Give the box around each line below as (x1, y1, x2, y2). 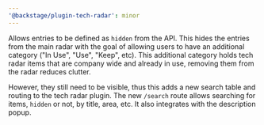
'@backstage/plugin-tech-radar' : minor (8, 11, 140, 20)
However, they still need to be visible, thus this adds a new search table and (8, 82, 256, 92)
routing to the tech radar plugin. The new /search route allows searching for (8, 90, 256, 100)
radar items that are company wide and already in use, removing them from (8, 59, 254, 68)
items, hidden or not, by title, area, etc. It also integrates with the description (8, 99, 256, 108)
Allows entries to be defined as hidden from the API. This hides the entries (8, 33, 250, 43)
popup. (8, 108, 32, 117)
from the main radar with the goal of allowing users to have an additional (8, 41, 245, 51)
